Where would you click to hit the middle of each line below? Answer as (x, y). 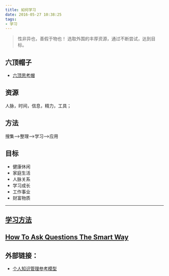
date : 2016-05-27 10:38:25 (33, 15)
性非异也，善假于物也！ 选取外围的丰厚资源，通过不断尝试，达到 (84, 39)
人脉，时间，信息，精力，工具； (38, 105)
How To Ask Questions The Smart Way (67, 237)
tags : (11, 19)
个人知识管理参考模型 (34, 268)
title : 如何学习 (21, 10)
